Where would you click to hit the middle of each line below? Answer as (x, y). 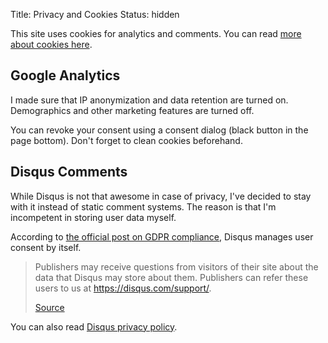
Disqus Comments (69, 172)
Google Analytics (65, 75)
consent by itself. (46, 247)
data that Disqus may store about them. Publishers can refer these (171, 277)
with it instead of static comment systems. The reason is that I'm (143, 206)
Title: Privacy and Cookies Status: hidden (95, 14)
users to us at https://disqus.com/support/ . (123, 288)
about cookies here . (51, 44)
